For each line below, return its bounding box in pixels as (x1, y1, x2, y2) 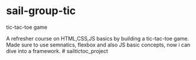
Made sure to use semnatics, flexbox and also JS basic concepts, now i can (6, 41, 191, 48)
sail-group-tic (6, 4, 76, 18)
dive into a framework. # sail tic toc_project (6, 47, 108, 54)
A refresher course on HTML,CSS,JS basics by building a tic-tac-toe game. (6, 35, 189, 42)
